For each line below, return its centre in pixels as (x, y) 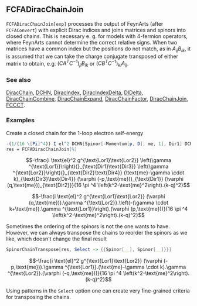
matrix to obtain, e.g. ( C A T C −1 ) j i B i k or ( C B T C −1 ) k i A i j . (67, 63)
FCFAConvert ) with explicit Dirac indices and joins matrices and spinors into (96, 30)
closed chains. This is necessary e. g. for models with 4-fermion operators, (97, 36)
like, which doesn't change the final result (57, 239)
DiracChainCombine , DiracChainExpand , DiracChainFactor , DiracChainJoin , (97, 99)
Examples (21, 121)
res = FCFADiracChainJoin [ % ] (42, 149)
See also (18, 80)
